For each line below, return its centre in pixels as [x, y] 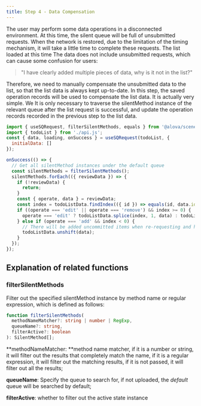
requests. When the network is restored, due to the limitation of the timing [97, 41]
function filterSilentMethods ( [45, 315]
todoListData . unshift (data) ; [58, 232]
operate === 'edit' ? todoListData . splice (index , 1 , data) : [100, 216]
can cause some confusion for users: [52, 61]
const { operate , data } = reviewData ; [67, 199]
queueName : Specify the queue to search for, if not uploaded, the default [97, 380]
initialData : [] [32, 144]
